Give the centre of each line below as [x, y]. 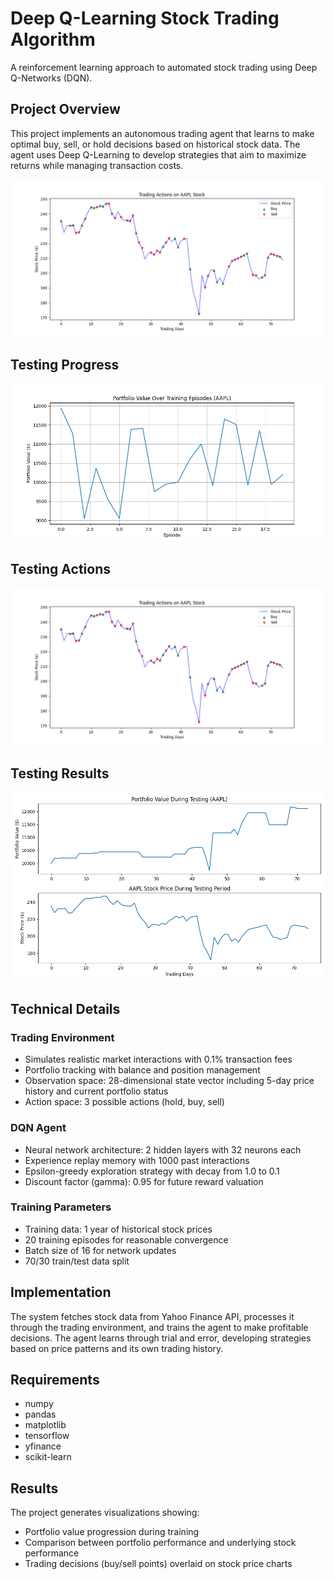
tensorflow [47, 1436]
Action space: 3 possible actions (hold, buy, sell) [124, 1102]
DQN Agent [38, 1128]
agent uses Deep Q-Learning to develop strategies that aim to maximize [158, 154]
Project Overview [65, 109]
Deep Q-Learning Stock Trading [145, 18]
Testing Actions [60, 568]
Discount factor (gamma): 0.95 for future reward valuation [144, 1181]
